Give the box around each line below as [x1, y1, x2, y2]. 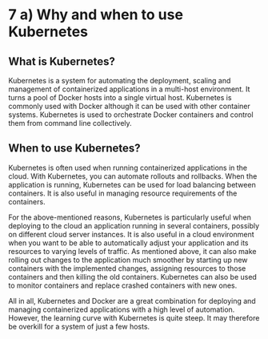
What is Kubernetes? [8, 54, 116, 68]
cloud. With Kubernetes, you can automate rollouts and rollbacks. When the [8, 171, 258, 181]
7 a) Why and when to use [8, 6, 184, 24]
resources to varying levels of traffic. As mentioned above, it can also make [8, 246, 257, 256]
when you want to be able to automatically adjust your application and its [8, 238, 249, 248]
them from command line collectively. [8, 119, 132, 127]
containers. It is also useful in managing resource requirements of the [8, 188, 238, 198]
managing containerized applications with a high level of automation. [8, 305, 235, 314]
